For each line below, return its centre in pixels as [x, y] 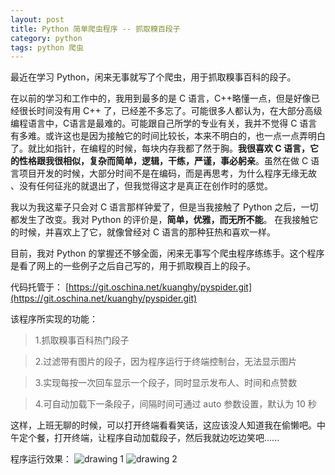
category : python [46, 38]
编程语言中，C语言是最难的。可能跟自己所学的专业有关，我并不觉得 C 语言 [164, 123]
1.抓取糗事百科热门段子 [82, 340]
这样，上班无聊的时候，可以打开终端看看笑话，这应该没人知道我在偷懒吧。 [163, 425]
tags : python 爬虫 [47, 47]
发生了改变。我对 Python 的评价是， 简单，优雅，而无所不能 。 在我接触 [164, 220]
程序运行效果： [41, 459]
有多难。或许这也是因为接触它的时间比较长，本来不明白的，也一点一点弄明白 [168, 136]
